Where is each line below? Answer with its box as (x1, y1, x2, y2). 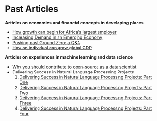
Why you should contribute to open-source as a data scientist (12, 64, 137, 70)
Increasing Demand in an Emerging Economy (12, 34, 103, 40)
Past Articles (5, 3, 59, 15)
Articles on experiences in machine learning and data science (5, 54, 133, 60)
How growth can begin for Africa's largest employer (12, 29, 117, 35)
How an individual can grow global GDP (12, 45, 92, 50)
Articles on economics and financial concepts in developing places (5, 20, 144, 25)
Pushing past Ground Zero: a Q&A (12, 39, 80, 45)
